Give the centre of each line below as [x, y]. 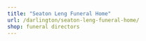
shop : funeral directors [44, 26]
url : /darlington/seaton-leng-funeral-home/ [73, 20]
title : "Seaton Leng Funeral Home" [59, 14]
